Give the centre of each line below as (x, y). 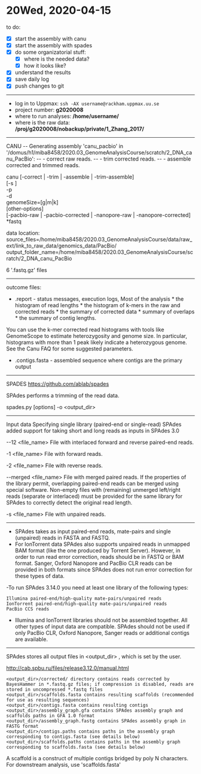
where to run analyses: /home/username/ (67, 116)
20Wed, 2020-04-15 (59, 10)
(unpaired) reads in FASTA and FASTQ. (62, 538)
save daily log (32, 79)
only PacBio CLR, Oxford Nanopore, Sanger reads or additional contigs (102, 633)
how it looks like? (45, 66)
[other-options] (25, 209)
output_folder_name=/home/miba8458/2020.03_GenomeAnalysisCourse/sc (100, 252)
